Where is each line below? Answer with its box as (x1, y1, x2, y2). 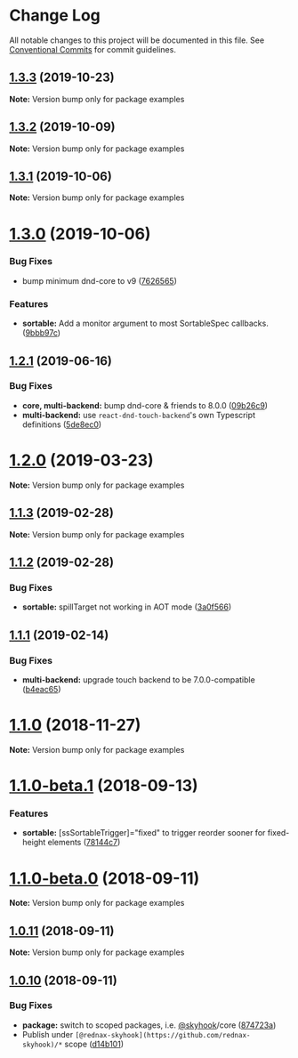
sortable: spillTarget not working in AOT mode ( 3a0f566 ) (21, 602, 232, 612)
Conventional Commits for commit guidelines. (9, 44, 176, 54)
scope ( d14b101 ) (64, 1038, 125, 1049)
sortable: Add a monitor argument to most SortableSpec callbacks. (21, 318, 269, 329)
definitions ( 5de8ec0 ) (21, 419, 102, 430)
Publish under (21, 1029, 74, 1039)
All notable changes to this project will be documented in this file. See (9, 35, 265, 45)
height (21, 837, 46, 848)
